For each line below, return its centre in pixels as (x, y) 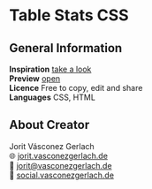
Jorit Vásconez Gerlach (52, 146)
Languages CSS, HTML (52, 97)
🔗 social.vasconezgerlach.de (62, 175)
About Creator (49, 125)
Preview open (35, 79)
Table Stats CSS (69, 15)
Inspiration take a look (50, 69)
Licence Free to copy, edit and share (76, 88)
